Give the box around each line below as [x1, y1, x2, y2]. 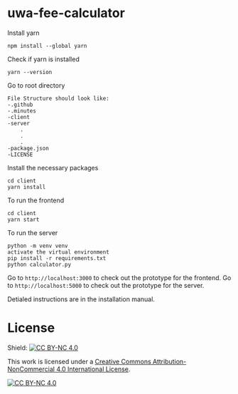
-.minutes [7, 107, 37, 115]
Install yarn [7, 28, 40, 37]
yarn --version [7, 68, 53, 76]
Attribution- [152, 357, 187, 366]
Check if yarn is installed [7, 55, 80, 63]
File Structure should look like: [7, 95, 110, 102]
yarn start [7, 216, 40, 223]
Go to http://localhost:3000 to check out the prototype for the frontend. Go [7, 273, 232, 282]
